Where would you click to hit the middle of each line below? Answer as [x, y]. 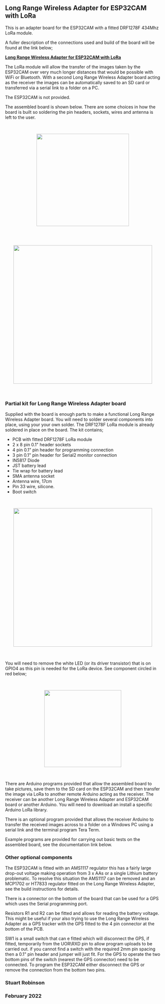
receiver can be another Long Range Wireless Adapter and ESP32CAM [77, 800]
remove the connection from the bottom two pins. [55, 970]
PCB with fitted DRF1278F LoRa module [52, 439]
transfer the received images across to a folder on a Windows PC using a [79, 825]
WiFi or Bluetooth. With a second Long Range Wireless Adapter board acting [83, 77]
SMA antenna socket [33, 476]
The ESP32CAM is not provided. [38, 97]
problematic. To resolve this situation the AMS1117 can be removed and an [80, 878]
